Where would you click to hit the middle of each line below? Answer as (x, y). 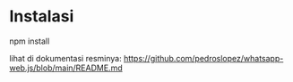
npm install (30, 41)
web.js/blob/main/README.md (66, 68)
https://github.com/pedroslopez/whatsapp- (204, 58)
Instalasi (42, 16)
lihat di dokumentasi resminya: (66, 58)
